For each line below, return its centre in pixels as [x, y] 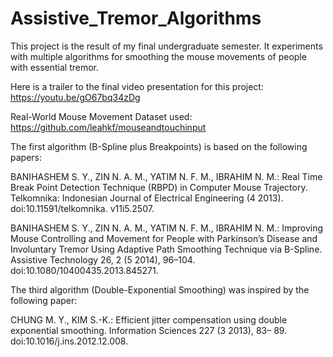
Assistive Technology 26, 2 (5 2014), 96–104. [103, 259]
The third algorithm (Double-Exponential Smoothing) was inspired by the [160, 289]
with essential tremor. [55, 67]
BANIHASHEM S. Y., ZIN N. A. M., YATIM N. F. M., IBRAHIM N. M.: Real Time [166, 176]
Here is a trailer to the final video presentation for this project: [137, 86]
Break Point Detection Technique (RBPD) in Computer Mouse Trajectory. [159, 187]
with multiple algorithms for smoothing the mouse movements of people [158, 56]
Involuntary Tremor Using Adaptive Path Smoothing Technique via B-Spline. [166, 249]
